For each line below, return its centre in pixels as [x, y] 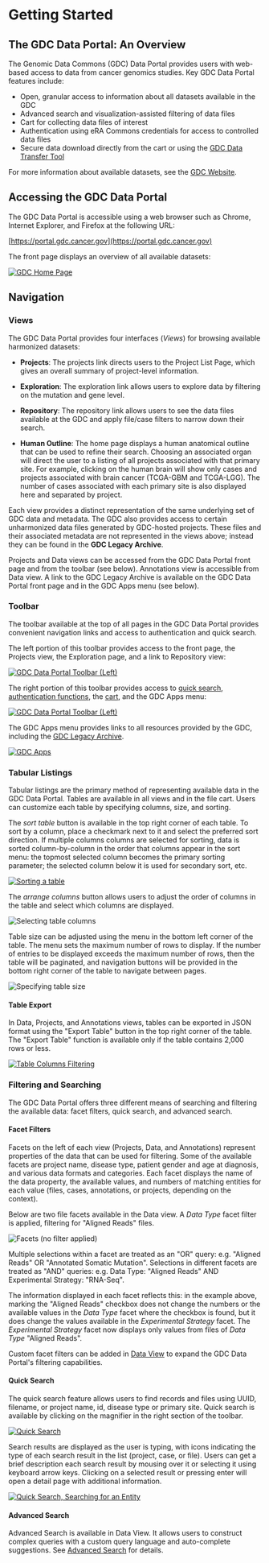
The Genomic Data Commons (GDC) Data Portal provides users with [121, 64]
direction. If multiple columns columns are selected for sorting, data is [124, 840]
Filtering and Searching [55, 1085]
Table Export [30, 1005]
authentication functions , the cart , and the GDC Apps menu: [108, 696]
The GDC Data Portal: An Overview [97, 45]
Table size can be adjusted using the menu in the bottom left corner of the [131, 937]
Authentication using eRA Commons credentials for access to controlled [139, 131]
